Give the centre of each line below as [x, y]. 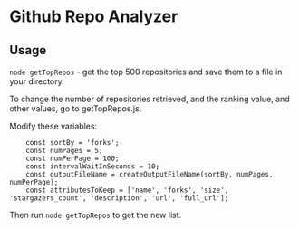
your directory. [37, 81]
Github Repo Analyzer [94, 17]
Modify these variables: [53, 126]
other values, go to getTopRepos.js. [76, 109]
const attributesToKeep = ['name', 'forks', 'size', [127, 190]
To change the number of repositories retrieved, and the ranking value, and [149, 99]
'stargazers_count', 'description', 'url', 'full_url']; [119, 198]
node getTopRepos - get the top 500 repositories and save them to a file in [146, 72]
